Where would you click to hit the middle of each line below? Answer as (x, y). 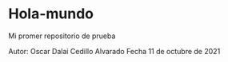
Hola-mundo (51, 14)
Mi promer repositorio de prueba (62, 36)
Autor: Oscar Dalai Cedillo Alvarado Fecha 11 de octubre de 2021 (114, 51)
